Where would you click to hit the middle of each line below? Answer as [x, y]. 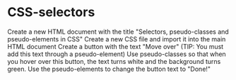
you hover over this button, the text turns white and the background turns [114, 61]
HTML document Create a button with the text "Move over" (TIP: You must [116, 46]
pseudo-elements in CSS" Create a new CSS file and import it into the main [117, 39]
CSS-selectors [51, 12]
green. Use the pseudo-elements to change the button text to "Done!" [109, 69]
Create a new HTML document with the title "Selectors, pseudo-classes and [118, 32]
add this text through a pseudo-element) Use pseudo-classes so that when [117, 54]
